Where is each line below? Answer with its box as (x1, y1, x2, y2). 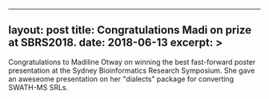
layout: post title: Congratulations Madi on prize (8, 23, 252, 37)
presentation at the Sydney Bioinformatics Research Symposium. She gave (8, 65, 255, 75)
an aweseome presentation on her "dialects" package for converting (8, 73, 235, 84)
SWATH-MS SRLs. (8, 82, 69, 92)
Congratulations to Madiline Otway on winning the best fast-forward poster (8, 57, 256, 66)
